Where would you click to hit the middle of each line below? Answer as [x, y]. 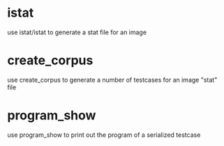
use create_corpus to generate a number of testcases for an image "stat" [112, 80]
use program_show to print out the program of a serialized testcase [104, 135]
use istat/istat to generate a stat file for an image [77, 32]
